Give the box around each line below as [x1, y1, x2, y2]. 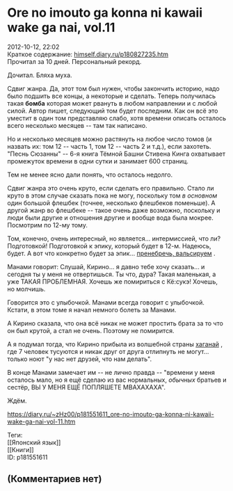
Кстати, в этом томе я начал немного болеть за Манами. [7, 305, 177, 314]
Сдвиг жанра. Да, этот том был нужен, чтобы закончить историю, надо [7, 84, 220, 92]
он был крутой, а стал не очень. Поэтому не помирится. [7, 326, 175, 335]
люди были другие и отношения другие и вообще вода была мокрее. [7, 214, 214, 222]
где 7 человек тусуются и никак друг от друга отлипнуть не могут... [7, 347, 209, 355]
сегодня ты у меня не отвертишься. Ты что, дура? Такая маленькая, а [7, 270, 216, 278]
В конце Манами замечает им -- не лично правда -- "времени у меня [7, 368, 216, 376]
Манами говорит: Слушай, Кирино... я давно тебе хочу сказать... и [7, 262, 205, 271]
